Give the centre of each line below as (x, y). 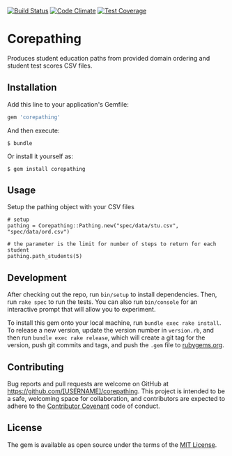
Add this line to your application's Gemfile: (68, 104)
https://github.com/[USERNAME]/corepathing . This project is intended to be (116, 391)
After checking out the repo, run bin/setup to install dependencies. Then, (112, 295)
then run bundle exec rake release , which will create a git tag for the (106, 337)
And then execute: (33, 130)
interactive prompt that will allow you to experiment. (82, 310)
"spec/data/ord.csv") (39, 232)
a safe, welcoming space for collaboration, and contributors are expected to (116, 399)
